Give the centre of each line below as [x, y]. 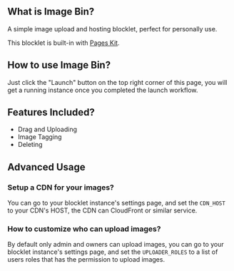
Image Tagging [40, 137]
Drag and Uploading [47, 129]
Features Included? [51, 112]
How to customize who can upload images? [84, 229]
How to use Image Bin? [59, 65]
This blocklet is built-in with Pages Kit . [63, 43]
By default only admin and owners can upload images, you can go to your [116, 245]
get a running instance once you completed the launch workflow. [103, 90]
